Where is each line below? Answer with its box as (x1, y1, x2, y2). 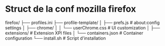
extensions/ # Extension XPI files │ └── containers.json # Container (5, 30, 144, 36)
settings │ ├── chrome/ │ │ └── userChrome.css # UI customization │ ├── (5, 24, 160, 30)
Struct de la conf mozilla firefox (5, 3, 136, 15)
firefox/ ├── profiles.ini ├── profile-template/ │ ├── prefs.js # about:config (5, 20, 160, 25)
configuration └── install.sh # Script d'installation (5, 35, 106, 41)
